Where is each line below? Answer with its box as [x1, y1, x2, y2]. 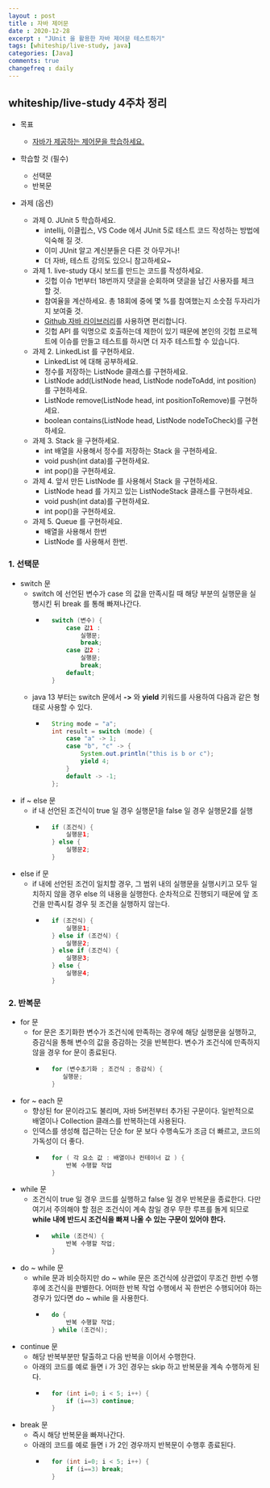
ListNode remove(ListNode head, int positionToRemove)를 [44, 395, 236, 404]
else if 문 [19, 869, 50, 878]
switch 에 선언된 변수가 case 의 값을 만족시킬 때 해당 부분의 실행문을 [31, 589, 248, 598]
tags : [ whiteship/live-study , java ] [8, 42, 131, 50]
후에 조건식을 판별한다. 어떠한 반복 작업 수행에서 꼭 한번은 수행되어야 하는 [31, 1283, 263, 1293]
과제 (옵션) [19, 198, 54, 207]
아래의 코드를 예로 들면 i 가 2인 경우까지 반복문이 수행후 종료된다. [31, 1440, 236, 1450]
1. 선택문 [8, 559, 40, 570]
